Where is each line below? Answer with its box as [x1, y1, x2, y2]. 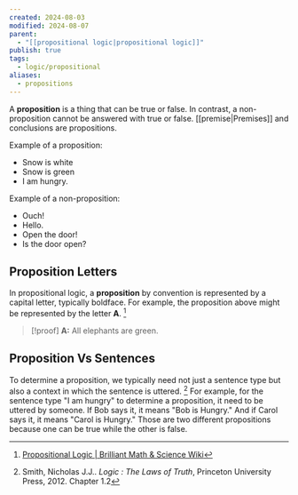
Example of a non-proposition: [9, 193, 121, 204]
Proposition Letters [9, 264, 118, 280]
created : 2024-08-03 [9, 12, 86, 22]
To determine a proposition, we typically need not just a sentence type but [9, 374, 281, 385]
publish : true [9, 46, 62, 55]
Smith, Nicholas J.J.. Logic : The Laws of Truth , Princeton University [21, 466, 272, 476]
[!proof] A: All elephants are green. [30, 325, 159, 336]
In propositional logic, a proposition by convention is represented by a [9, 288, 266, 299]
